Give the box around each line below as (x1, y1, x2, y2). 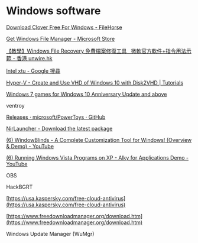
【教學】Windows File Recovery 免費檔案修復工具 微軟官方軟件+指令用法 (6, 47, 187, 54)
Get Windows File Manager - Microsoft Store (6, 35, 115, 42)
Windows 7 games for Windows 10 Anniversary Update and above (6, 90, 167, 98)
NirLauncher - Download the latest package (6, 125, 113, 132)
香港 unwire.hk (17, 54, 53, 61)
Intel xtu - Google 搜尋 (6, 67, 61, 74)
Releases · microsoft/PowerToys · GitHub (6, 114, 106, 121)
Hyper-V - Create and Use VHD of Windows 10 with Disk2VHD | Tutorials (6, 79, 184, 86)
